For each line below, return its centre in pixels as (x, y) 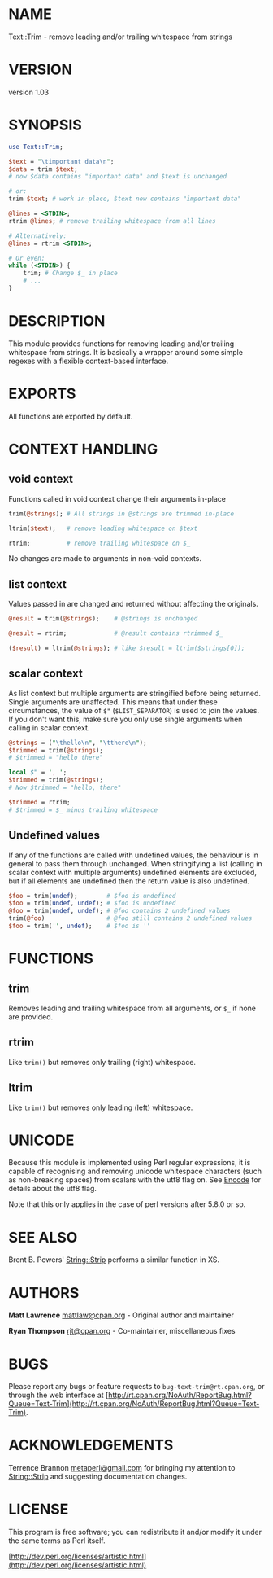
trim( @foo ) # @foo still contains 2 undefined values (130, 918)
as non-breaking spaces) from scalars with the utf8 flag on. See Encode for (135, 1180)
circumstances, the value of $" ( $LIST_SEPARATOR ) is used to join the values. (134, 710)
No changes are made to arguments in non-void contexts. (105, 559)
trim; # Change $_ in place (70, 274)
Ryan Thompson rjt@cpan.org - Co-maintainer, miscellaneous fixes (122, 1331)
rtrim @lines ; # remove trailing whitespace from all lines (113, 221)
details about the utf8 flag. (53, 1189)
